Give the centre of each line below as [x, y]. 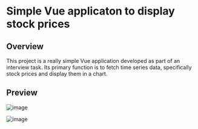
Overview [25, 46]
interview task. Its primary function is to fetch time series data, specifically [99, 67]
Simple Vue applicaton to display [91, 11]
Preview [22, 93]
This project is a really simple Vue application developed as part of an [93, 61]
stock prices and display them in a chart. [57, 74]
